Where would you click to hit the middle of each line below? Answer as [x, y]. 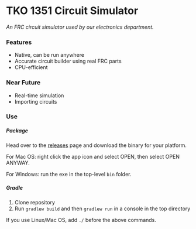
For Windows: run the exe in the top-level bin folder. [69, 175]
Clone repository [35, 203]
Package [17, 131]
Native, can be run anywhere [49, 55]
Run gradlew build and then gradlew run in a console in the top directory [102, 209]
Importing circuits [36, 101]
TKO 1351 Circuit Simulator [72, 11]
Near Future [23, 83]
